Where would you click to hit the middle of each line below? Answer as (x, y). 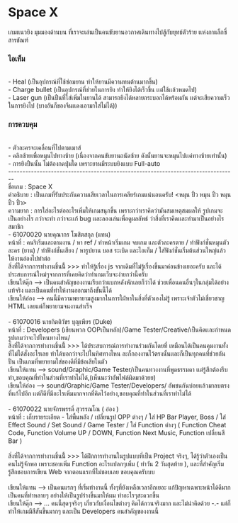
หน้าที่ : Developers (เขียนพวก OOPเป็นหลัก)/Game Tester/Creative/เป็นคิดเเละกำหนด (120, 330)
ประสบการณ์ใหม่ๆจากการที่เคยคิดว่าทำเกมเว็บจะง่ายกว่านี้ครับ (78, 274)
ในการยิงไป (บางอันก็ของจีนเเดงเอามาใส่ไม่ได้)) (63, 106)
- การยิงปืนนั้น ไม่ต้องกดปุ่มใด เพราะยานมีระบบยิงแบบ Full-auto (84, 163)
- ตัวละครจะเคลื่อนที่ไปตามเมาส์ (45, 147)
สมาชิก (16, 226)
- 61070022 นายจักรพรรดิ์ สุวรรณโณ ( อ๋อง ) (63, 409)
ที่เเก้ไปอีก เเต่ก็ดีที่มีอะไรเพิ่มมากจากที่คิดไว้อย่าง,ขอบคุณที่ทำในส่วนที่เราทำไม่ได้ (100, 393)
